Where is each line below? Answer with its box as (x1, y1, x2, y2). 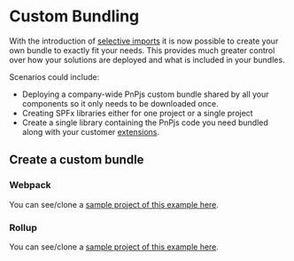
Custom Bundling (9, 6, 140, 27)
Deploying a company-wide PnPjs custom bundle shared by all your (21, 89, 269, 99)
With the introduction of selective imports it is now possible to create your (9, 36, 279, 46)
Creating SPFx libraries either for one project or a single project (21, 107, 254, 118)
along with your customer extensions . (21, 126, 160, 137)
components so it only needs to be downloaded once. (21, 98, 219, 108)
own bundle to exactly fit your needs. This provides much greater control (9, 44, 275, 55)
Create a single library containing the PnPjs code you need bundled (21, 117, 268, 128)
